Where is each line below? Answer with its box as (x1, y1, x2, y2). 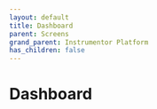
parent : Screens (9, 29, 69, 38)
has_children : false (9, 46, 86, 55)
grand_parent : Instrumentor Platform (9, 37, 149, 47)
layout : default (9, 12, 69, 22)
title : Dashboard (9, 21, 74, 30)
